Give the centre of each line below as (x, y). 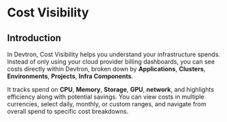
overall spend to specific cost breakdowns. (68, 111)
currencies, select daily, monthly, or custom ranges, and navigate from (107, 104)
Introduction (34, 38)
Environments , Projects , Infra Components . (70, 76)
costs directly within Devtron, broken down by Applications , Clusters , (106, 69)
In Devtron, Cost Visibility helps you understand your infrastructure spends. (114, 54)
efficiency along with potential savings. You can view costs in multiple (106, 97)
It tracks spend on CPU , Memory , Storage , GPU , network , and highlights (111, 89)
